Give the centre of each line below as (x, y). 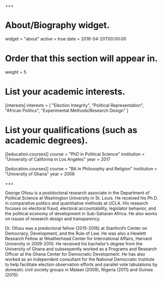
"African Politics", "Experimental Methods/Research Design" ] (67, 110)
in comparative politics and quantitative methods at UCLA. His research (77, 203)
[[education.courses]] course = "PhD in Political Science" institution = (75, 154)
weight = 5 (16, 72)
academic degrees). (46, 141)
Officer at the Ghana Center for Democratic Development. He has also (75, 254)
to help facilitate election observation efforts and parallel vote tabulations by (81, 264)
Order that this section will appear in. (81, 59)
